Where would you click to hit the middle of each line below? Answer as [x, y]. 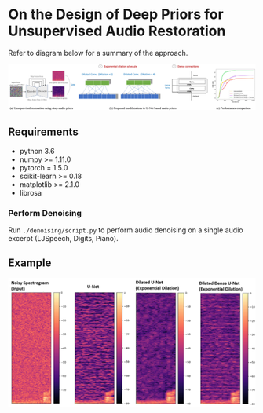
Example [30, 263]
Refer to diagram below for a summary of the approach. [98, 53]
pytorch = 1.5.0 [44, 167]
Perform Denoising [45, 213]
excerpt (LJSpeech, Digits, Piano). [64, 239]
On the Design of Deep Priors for [116, 15]
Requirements [43, 132]
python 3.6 [37, 151]
